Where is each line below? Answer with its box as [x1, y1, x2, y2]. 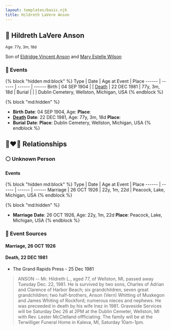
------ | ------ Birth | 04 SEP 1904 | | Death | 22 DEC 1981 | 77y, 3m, [17, 83, 160, 89]
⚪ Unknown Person [5, 155, 56, 162]
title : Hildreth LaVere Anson [5, 12, 70, 17]
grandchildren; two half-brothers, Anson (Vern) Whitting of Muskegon [17, 292, 165, 298]
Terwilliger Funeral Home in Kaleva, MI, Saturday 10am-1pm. [17, 319, 144, 325]
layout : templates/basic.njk [5, 7, 67, 13]
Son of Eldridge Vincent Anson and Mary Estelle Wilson [5, 54, 122, 60]
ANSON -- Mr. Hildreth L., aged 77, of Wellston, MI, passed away [17, 275, 154, 281]
